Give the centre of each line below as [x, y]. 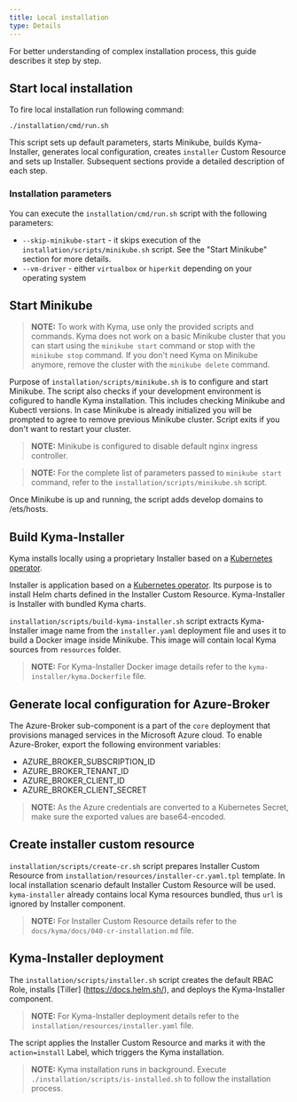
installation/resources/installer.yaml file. [112, 1025]
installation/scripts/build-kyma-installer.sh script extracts [124, 621]
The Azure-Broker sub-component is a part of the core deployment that [140, 726]
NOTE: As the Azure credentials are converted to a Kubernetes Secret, [160, 807]
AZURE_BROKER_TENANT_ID [75, 771]
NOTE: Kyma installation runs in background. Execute [129, 1069]
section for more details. [66, 259]
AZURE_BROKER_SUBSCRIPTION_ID [89, 762]
